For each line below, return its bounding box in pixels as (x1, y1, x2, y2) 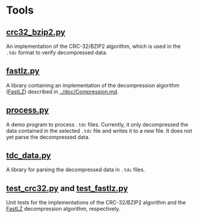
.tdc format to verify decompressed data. (6, 49, 108, 56)
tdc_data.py (6, 151, 51, 161)
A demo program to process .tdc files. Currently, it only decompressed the (6, 121, 189, 128)
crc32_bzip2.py (6, 27, 66, 37)
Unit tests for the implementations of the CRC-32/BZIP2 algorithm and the (6, 199, 186, 206)
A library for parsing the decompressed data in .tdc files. (6, 166, 145, 173)
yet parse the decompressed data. (6, 134, 90, 141)
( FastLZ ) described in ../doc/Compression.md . (6, 88, 119, 95)
